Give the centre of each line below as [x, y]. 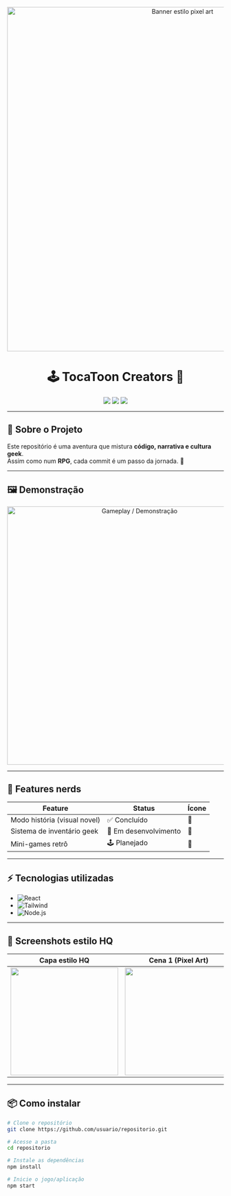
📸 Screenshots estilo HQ [60, 941]
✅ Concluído [127, 820]
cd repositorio [29, 1148]
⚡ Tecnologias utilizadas [60, 878]
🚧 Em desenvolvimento [144, 832]
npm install [24, 1167]
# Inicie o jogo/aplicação [46, 1179]
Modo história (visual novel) [56, 820]
